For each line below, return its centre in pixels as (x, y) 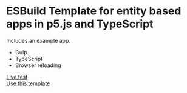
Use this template (28, 83)
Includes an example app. (39, 40)
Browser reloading (38, 65)
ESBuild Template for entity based (94, 11)
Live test (17, 77)
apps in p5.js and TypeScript (80, 24)
